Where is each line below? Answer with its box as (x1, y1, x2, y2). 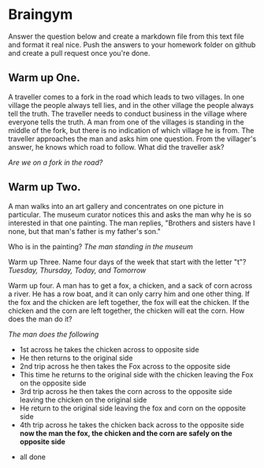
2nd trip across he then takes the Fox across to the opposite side (19, 361, 231, 371)
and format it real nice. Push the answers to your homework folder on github (8, 39, 256, 49)
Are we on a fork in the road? (8, 158, 103, 167)
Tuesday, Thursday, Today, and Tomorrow (8, 266, 147, 275)
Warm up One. (8, 71, 80, 84)
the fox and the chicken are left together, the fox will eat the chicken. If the (8, 297, 250, 306)
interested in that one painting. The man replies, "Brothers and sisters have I (8, 218, 255, 228)
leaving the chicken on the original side (19, 395, 147, 404)
